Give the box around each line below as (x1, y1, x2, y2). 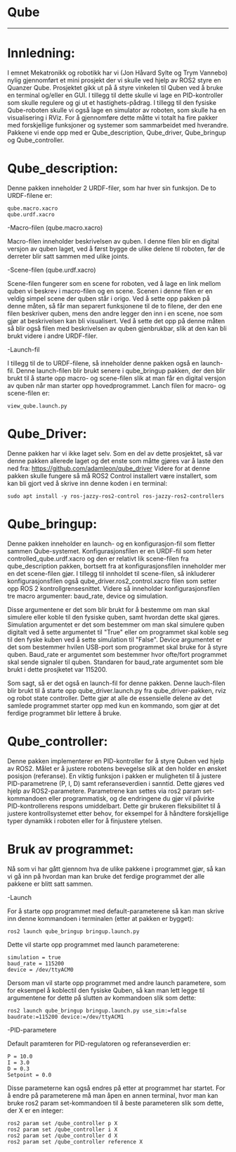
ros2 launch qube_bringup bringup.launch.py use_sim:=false (7, 1007, 188, 1014)
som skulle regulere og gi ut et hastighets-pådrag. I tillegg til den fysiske (7, 98, 216, 106)
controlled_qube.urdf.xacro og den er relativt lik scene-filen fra (7, 554, 190, 563)
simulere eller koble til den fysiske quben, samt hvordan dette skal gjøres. (7, 613, 220, 621)
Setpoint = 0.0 (7, 1071, 52, 1078)
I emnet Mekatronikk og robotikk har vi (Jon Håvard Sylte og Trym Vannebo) (7, 68, 228, 77)
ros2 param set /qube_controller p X (7, 1120, 118, 1127)
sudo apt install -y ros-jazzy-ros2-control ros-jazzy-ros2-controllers (7, 492, 225, 500)
